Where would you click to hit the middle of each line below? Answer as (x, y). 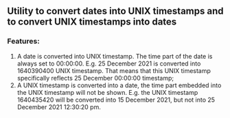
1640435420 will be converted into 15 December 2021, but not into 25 (116, 100)
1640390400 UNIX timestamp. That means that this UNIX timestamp (114, 70)
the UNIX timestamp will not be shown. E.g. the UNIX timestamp (107, 92)
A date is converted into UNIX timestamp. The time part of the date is (115, 56)
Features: (23, 42)
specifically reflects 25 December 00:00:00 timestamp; (95, 78)
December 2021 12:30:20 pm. (59, 107)
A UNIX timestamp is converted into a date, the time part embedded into (119, 85)
